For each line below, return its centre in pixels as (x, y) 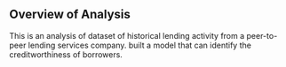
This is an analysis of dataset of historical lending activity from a (127, 35)
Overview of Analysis (70, 15)
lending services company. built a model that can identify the (139, 45)
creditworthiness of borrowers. (66, 54)
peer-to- (262, 35)
